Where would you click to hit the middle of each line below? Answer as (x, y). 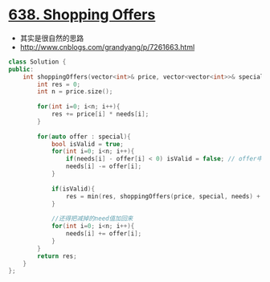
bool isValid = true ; (88, 144)
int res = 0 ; (59, 84)
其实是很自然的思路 (52, 38)
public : (21, 69)
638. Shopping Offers (82, 15)
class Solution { (37, 62)
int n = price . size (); (75, 92)
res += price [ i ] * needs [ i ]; (100, 114)
